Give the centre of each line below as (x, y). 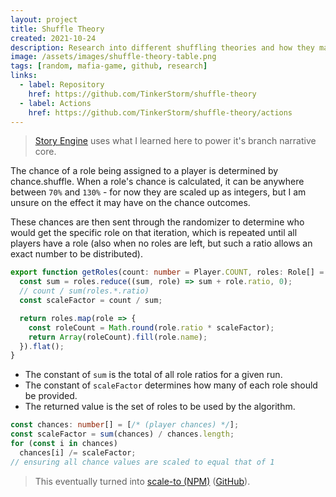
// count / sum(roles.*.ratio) (84, 291)
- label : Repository (62, 85)
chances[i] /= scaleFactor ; (78, 452)
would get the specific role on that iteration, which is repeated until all (154, 233)
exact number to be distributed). (76, 254)
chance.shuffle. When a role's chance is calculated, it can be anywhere (157, 182)
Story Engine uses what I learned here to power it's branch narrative (175, 141)
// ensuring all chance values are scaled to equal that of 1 (142, 462)
